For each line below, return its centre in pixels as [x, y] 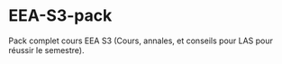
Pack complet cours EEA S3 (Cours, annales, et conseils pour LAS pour [141, 41]
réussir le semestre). [46, 50]
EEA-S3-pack [60, 16]
